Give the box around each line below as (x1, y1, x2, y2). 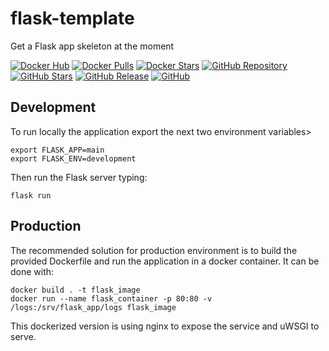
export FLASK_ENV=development (10, 153, 137, 164)
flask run (10, 190, 52, 201)
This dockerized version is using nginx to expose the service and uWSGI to (10, 320, 320, 332)
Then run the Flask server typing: (10, 171, 148, 183)
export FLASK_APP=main (10, 145, 105, 155)
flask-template (10, 7, 135, 30)
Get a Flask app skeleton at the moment (10, 40, 175, 52)
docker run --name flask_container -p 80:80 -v (10, 293, 213, 304)
